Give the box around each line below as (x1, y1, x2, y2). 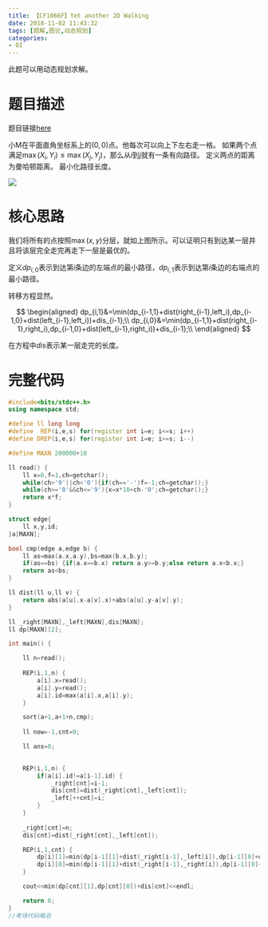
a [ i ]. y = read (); (37, 684, 88, 692)
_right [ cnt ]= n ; (22, 824, 73, 832)
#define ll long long (8, 420, 81, 428)
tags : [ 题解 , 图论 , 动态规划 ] (8, 26, 92, 34)
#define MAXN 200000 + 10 (8, 449, 88, 457)
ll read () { (8, 463, 48, 471)
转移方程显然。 (8, 291, 57, 300)
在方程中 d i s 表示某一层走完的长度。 (8, 340, 124, 350)
